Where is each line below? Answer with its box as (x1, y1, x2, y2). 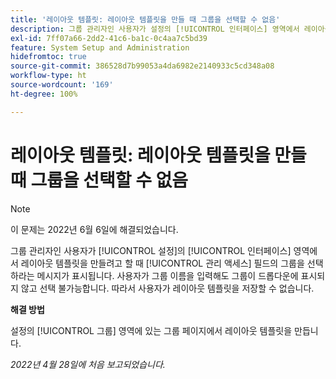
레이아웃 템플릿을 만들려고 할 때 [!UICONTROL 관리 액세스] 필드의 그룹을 (20, 257, 305, 269)
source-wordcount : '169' (10, 80, 114, 90)
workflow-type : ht (10, 71, 87, 81)
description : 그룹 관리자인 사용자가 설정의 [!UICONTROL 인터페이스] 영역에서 (10, 24, 300, 34)
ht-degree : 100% (10, 89, 78, 99)
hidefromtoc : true (10, 52, 87, 62)
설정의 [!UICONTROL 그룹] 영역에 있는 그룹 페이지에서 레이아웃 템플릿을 (10, 324, 293, 336)
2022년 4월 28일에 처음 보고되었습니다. (10, 358, 166, 370)
